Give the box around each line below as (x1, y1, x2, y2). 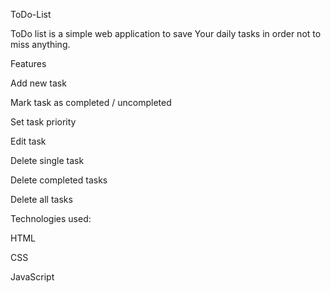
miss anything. (10, 39, 71, 50)
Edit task (10, 135, 47, 147)
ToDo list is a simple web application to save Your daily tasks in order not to (10, 28, 322, 39)
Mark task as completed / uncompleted (10, 97, 172, 108)
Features (10, 58, 47, 69)
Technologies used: (10, 213, 92, 224)
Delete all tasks (10, 194, 73, 205)
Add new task (10, 77, 67, 89)
